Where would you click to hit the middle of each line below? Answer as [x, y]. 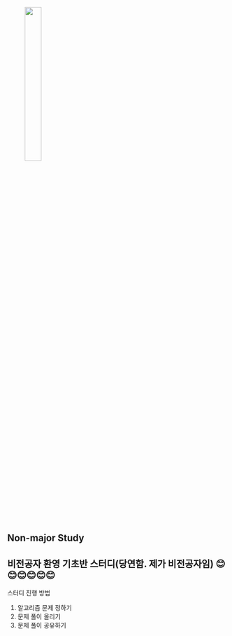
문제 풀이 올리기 [39, 616]
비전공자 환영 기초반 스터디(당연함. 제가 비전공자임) [111, 563]
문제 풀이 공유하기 [42, 625]
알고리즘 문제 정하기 [44, 608]
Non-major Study [46, 538]
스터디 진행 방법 [29, 593]
